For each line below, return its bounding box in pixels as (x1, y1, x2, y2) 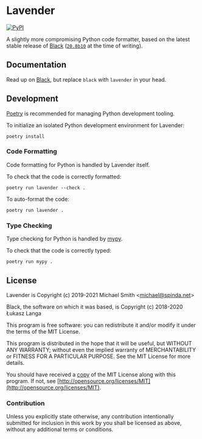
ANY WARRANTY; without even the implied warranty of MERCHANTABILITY (6, 346, 197, 353)
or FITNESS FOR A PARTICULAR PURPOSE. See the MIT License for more (6, 353, 191, 360)
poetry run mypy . (6, 259, 53, 265)
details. (6, 359, 25, 366)
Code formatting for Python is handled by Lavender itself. (6, 161, 150, 168)
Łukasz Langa (6, 309, 41, 317)
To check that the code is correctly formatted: (6, 173, 122, 180)
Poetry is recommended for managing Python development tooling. (6, 110, 175, 117)
